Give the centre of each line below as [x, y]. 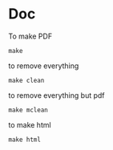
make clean [26, 80]
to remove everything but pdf [57, 95]
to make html [30, 124]
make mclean [28, 110]
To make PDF [30, 36]
